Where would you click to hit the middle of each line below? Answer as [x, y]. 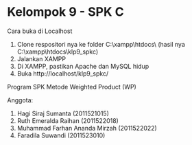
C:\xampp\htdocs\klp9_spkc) [58, 52]
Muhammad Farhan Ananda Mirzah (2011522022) [87, 128]
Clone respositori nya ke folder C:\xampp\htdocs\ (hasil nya [101, 44]
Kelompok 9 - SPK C [66, 12]
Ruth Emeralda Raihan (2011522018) [68, 120]
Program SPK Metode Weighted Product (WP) [72, 87]
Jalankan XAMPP [41, 58]
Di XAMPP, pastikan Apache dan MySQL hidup [83, 66]
